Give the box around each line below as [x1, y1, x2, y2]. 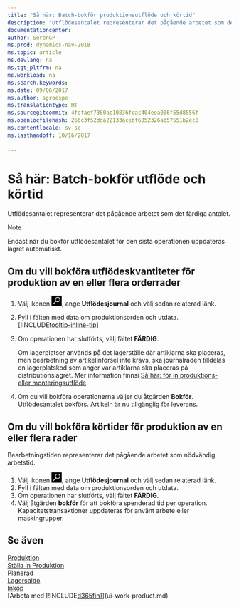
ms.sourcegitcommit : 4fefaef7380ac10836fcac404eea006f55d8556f [7, 109, 199, 117]
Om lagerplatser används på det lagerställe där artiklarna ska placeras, [17, 348, 225, 357]
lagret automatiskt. [7, 244, 63, 253]
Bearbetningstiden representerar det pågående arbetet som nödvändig [7, 451, 216, 460]
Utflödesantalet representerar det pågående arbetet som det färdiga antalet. [7, 209, 231, 218]
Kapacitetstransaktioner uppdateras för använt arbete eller [17, 507, 190, 515]
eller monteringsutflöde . [17, 378, 88, 388]
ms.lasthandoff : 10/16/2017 [7, 132, 91, 139]
